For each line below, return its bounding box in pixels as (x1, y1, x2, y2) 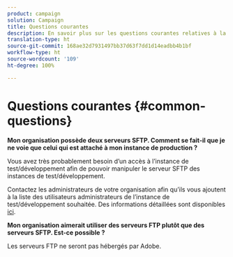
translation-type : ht (7, 36, 70, 43)
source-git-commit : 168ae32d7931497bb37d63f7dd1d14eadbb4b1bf (7, 42, 192, 49)
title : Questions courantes (7, 23, 89, 30)
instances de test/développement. (7, 171, 106, 180)
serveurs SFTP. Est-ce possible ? (7, 228, 105, 237)
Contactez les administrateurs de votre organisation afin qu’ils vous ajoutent (7, 185, 226, 194)
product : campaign (7, 10, 61, 17)
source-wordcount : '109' (7, 56, 80, 63)
